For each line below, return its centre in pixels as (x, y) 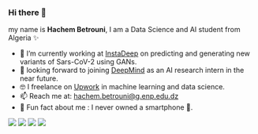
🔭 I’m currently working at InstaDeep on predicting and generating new (135, 53)
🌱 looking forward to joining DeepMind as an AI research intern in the (132, 71)
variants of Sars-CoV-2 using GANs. (78, 62)
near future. (39, 78)
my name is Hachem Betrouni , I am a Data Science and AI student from (124, 30)
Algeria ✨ (24, 38)
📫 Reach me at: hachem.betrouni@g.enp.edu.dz (99, 96)
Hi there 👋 (28, 13)
